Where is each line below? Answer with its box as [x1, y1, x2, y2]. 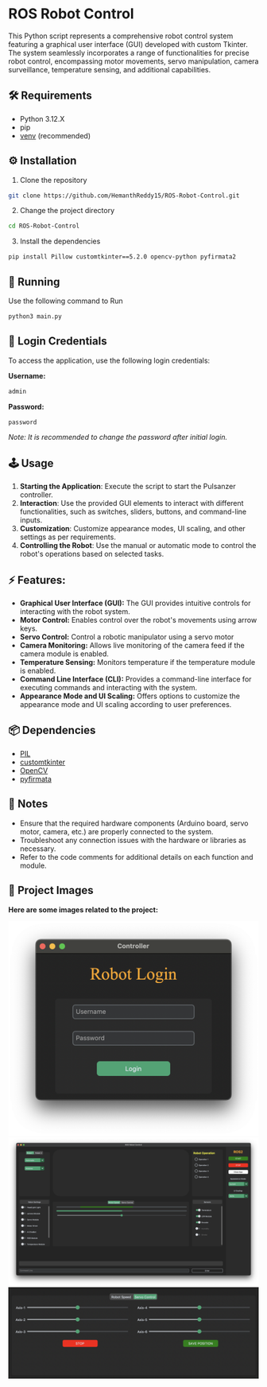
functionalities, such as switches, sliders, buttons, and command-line [19, 507, 247, 517]
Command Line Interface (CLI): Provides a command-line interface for [19, 674, 252, 684]
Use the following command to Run [8, 296, 123, 305]
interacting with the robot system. [19, 607, 131, 616]
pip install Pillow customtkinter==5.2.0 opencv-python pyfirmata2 [8, 253, 237, 261]
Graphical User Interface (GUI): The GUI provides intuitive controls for [19, 598, 251, 608]
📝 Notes [8, 797, 48, 811]
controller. [19, 490, 53, 499]
